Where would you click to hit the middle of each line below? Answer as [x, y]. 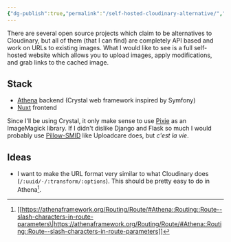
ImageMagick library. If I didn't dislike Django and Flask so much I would [109, 129]
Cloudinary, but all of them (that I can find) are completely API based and [110, 40]
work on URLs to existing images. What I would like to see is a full [100, 47]
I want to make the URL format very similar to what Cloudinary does [113, 174]
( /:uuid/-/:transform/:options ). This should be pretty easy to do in [113, 181]
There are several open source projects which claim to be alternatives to [110, 33]
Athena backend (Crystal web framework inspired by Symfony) [106, 100]
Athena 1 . [29, 189]
